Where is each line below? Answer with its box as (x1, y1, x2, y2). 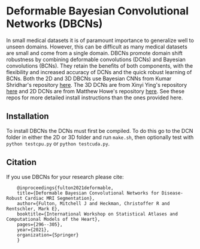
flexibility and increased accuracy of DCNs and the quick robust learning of (6, 68, 192, 75)
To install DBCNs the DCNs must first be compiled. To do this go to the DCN (6, 127, 193, 134)
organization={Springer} (17, 232, 79, 238)
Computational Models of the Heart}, (6, 216, 101, 222)
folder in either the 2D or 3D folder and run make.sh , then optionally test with (6, 133, 194, 141)
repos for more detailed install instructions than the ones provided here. (6, 94, 183, 101)
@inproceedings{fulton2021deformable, (17, 184, 114, 191)
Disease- (161, 190, 184, 196)
